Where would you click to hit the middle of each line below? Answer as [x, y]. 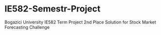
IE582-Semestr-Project [53, 9]
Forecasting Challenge [27, 27]
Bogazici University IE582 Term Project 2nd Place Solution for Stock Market [80, 22]
